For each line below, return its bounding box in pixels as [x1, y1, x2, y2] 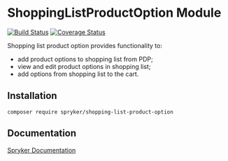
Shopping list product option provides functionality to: [7, 41, 163, 49]
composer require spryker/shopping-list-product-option [7, 108, 173, 116]
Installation [7, 90, 57, 102]
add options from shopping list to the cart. [17, 70, 139, 78]
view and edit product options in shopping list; [17, 62, 151, 70]
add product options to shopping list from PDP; [17, 54, 153, 63]
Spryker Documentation [7, 146, 76, 154]
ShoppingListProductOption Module [7, 5, 222, 21]
